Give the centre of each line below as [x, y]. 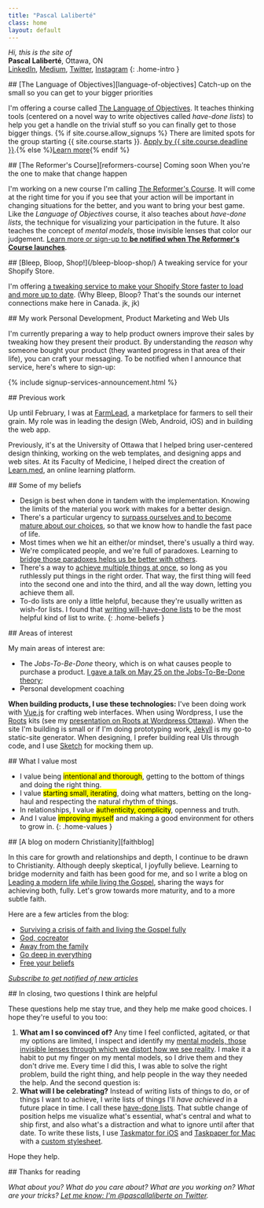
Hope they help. [34, 1157]
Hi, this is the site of [40, 53]
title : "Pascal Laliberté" [52, 15]
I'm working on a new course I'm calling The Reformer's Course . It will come [132, 189]
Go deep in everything [55, 955]
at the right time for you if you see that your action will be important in [121, 197]
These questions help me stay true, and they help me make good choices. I [130, 1009]
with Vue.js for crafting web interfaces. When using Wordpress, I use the [126, 712]
